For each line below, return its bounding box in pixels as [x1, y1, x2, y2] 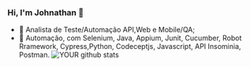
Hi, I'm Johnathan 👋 [7, 7, 84, 18]
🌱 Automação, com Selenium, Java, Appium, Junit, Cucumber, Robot [18, 33, 242, 43]
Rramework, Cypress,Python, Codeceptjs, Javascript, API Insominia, [18, 42, 241, 51]
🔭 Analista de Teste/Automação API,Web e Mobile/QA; [18, 25, 195, 35]
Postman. [18, 50, 50, 60]
